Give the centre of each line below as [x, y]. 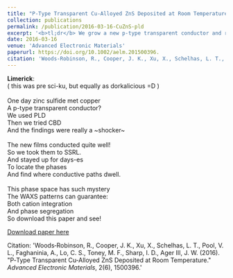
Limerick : [21, 78]
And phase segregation [41, 211]
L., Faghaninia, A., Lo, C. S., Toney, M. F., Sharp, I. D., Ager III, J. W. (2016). [113, 252]
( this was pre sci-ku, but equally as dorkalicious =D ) [83, 86]
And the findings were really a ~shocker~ [66, 130]
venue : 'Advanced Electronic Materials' [67, 46]
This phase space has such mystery [59, 189]
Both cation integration [40, 203]
